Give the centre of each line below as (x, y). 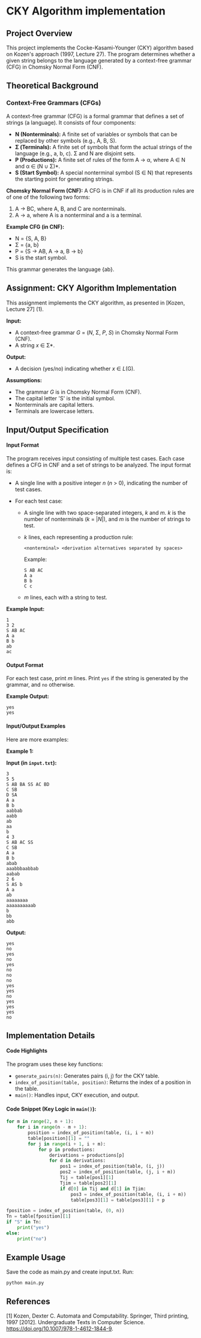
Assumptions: (24, 380)
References (28, 1301)
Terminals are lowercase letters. (54, 411)
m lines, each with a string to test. (66, 598)
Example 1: (20, 751)
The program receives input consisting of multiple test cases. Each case (95, 459)
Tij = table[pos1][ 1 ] (87, 1178)
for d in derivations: (77, 1161)
